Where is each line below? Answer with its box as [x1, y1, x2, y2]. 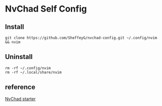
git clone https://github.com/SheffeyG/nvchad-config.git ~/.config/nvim [5, 35, 158, 40]
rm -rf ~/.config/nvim [5, 65, 51, 71]
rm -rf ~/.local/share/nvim [5, 70, 62, 75]
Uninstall [5, 53, 33, 61]
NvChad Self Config [5, 3, 87, 15]
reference [5, 83, 35, 91]
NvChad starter [5, 96, 36, 102]
